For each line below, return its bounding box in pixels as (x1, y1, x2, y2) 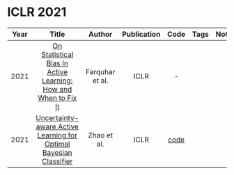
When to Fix (38, 93, 77, 103)
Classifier (41, 156, 73, 166)
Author (88, 29, 113, 39)
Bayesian (42, 147, 72, 157)
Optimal (44, 139, 70, 149)
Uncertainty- (36, 112, 79, 122)
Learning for (37, 130, 78, 140)
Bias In (46, 58, 68, 68)
